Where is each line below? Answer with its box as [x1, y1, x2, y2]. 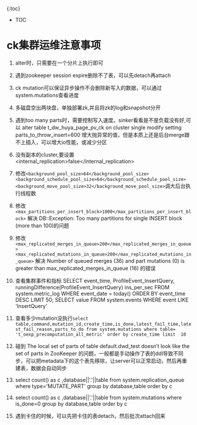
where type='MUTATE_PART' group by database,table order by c [15, 382, 172, 390]
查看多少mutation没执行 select [15, 314, 89, 322]
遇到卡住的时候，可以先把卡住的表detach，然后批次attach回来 [15, 412, 166, 419]
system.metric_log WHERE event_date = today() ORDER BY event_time [15, 290, 186, 297]
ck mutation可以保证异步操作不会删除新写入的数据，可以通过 [15, 84, 162, 91]
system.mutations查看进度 [15, 91, 79, 99]
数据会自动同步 [30, 364, 67, 372]
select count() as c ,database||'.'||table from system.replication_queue [15, 376, 185, 383]
